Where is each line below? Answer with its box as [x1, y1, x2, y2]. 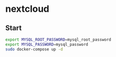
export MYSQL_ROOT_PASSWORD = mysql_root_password [5, 37, 111, 42]
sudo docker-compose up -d [5, 47, 63, 52]
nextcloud [5, 3, 50, 15]
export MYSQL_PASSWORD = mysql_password [5, 42, 88, 47]
